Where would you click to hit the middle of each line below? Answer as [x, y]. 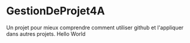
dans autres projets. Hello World [46, 33]
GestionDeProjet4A [55, 11]
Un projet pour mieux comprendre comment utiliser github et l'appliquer [95, 27]
